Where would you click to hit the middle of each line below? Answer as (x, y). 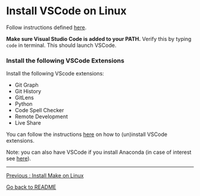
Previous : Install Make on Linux (45, 176)
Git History (28, 91)
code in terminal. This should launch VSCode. (61, 45)
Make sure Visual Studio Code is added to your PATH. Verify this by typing (99, 39)
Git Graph (26, 85)
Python (24, 104)
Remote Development (41, 116)
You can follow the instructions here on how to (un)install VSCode (87, 134)
